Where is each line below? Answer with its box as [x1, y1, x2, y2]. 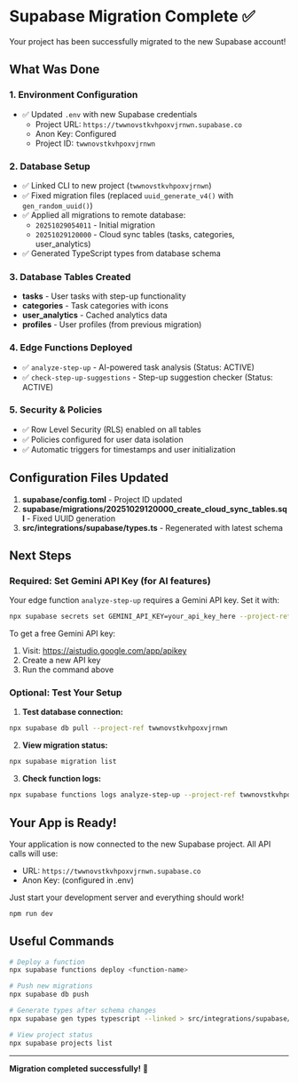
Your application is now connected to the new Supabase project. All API [9, 838, 271, 849]
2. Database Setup [9, 160, 90, 172]
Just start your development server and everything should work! [9, 892, 245, 902]
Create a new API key [21, 655, 101, 666]
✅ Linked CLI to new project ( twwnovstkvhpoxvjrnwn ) [21, 180, 212, 190]
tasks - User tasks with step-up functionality [21, 291, 186, 301]
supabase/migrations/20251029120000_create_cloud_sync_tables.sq [21, 503, 288, 514]
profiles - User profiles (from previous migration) [21, 319, 202, 330]
